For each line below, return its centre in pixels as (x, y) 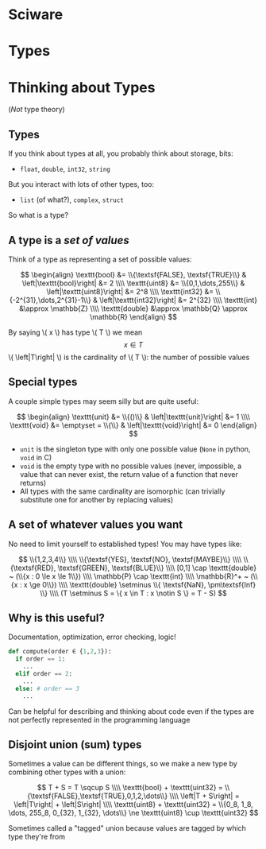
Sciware (36, 15)
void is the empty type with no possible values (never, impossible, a (131, 466)
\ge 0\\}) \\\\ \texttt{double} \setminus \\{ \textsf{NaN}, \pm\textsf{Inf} (143, 584)
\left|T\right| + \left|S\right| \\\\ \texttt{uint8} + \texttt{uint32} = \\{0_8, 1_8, (133, 804)
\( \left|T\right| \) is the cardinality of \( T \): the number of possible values (129, 357)
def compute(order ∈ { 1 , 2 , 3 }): (60, 652)
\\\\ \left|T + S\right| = (204, 796)
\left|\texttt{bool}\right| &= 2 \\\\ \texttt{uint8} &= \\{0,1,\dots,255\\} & (133, 283)
